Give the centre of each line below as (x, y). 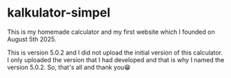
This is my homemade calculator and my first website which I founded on (111, 32)
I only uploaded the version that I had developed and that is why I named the (116, 59)
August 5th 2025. (32, 39)
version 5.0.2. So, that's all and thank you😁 (69, 67)
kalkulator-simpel (59, 13)
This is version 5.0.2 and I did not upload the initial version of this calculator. (115, 52)
